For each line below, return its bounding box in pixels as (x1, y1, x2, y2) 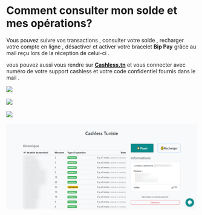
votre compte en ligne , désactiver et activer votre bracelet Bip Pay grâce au (6, 43, 197, 50)
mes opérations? (6, 16, 93, 30)
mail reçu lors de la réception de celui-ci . (6, 49, 110, 56)
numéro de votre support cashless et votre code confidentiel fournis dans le (6, 67, 196, 74)
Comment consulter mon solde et (6, 4, 177, 18)
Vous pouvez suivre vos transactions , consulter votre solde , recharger (6, 36, 184, 44)
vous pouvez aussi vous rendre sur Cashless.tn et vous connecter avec (6, 61, 186, 68)
